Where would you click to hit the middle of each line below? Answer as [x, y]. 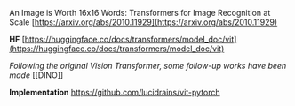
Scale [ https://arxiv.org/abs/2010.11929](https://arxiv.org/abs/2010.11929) [144, 22]
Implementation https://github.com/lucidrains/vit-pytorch [115, 92]
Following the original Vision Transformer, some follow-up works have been [148, 66]
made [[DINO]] [36, 75]
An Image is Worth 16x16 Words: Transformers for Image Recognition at [140, 13]
